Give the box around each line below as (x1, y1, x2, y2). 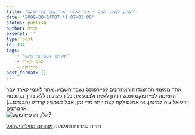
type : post (6, 36, 33, 42)
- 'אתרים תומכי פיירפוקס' (17, 53, 70, 59)
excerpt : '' (6, 31, 36, 37)
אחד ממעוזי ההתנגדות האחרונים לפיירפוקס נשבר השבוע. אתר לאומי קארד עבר (6, 86, 182, 93)
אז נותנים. (6, 105, 29, 112)
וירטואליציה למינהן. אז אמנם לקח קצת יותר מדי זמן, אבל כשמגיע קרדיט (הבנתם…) (6, 99, 189, 106)
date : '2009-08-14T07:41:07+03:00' (6, 14, 95, 20)
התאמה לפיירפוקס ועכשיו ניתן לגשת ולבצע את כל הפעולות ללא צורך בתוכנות (6, 92, 176, 99)
